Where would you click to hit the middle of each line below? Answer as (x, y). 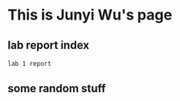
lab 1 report (30, 64)
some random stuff (57, 88)
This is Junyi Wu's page (90, 15)
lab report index (49, 45)
